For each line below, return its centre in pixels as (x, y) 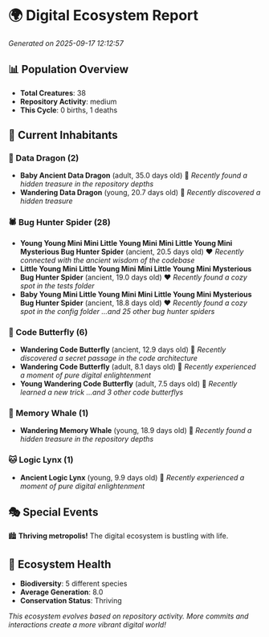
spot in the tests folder (57, 285)
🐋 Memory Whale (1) (49, 413)
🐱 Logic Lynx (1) (41, 460)
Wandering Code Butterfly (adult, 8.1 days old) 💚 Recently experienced (138, 367)
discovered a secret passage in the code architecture (109, 358)
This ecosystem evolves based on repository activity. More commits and (128, 616)
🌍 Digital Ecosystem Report (104, 16)
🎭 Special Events (53, 512)
